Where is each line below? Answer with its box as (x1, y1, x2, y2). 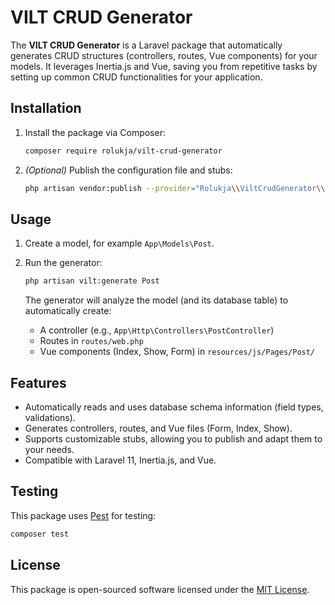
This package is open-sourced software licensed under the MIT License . (10, 583, 310, 595)
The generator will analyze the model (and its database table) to (24, 294, 289, 306)
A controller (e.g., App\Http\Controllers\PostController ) (39, 324, 275, 336)
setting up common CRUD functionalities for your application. (10, 71, 263, 83)
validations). (24, 412, 76, 423)
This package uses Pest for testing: (10, 509, 157, 521)
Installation (10, 100, 82, 117)
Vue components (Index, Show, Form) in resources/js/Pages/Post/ (39, 346, 316, 358)
